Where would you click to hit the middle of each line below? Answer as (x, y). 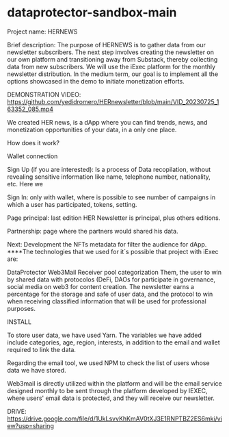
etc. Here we (25, 184)
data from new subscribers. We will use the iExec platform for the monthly (111, 66)
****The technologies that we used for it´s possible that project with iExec (113, 251)
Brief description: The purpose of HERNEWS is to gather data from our (107, 45)
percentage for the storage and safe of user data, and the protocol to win (110, 294)
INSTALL (19, 322)
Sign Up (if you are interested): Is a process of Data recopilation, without (109, 169)
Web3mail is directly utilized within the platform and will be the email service (114, 383)
